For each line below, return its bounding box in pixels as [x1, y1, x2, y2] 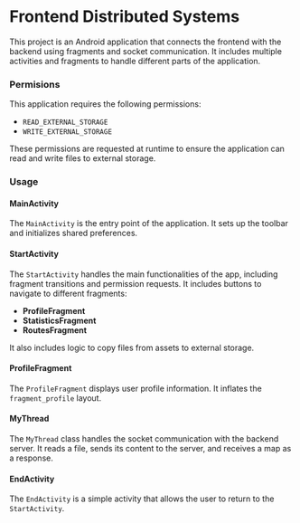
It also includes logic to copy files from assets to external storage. [9, 342, 255, 353]
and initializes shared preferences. [9, 228, 138, 239]
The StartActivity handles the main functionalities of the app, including [9, 269, 278, 280]
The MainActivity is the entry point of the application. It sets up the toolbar [9, 218, 289, 229]
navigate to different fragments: [9, 288, 127, 299]
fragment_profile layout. [9, 392, 102, 404]
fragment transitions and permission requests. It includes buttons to [9, 278, 262, 289]
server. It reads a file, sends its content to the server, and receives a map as [9, 442, 292, 453]
